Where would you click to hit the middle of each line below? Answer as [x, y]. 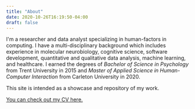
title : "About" [25, 11]
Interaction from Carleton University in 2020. [86, 77]
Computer [18, 77]
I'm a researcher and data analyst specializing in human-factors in [86, 39]
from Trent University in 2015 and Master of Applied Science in [82, 71]
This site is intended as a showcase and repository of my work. [83, 88]
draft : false [22, 22]
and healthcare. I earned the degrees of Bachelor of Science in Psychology [97, 64]
